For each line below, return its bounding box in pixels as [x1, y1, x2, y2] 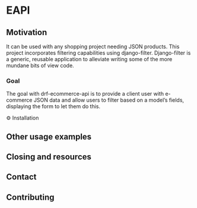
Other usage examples [6, 131, 92, 141]
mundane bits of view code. [6, 62, 74, 69]
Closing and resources [6, 152, 92, 162]
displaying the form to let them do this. [6, 103, 101, 110]
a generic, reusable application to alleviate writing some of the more [6, 56, 173, 62]
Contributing [6, 192, 55, 202]
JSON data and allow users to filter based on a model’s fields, [33, 96, 185, 104]
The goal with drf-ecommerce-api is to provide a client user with [6, 90, 164, 97]
